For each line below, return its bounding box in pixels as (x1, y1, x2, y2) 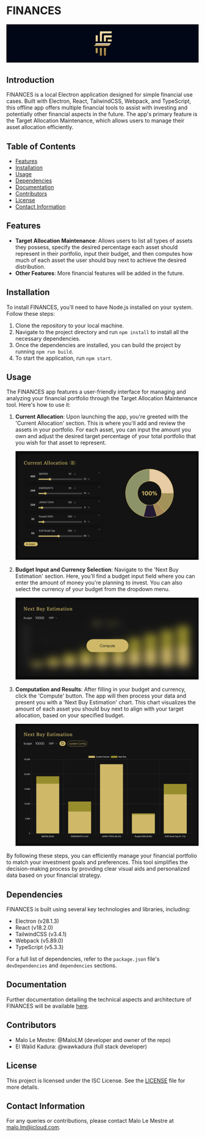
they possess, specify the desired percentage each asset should (15, 243, 178, 251)
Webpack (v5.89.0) (15, 937, 64, 944)
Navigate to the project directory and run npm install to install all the (15, 328, 189, 335)
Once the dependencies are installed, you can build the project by (15, 341, 181, 349)
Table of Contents (6, 141, 76, 152)
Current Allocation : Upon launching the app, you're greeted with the (15, 413, 188, 420)
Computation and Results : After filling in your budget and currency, (15, 685, 186, 693)
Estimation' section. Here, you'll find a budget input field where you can (15, 572, 195, 580)
